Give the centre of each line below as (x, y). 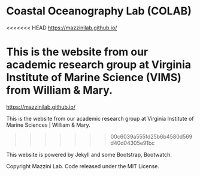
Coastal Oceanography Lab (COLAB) (99, 11)
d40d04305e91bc (133, 143)
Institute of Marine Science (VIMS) (94, 78)
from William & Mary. (59, 90)
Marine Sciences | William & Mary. (49, 125)
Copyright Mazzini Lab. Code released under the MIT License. (83, 166)
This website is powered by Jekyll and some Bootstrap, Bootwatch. (89, 154)
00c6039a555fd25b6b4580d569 (151, 136)
